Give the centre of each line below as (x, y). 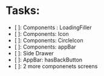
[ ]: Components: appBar (45, 47)
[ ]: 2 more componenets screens (56, 66)
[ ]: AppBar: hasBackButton (48, 60)
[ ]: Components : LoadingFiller (53, 27)
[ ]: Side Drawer (34, 53)
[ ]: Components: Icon (41, 33)
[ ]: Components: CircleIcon (49, 40)
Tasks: (23, 11)
